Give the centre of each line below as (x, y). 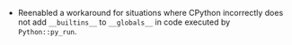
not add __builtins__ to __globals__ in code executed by (124, 22)
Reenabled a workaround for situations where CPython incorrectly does (150, 13)
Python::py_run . (48, 31)
